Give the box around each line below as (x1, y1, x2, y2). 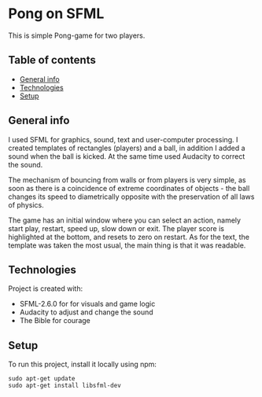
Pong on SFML (8, 5, 105, 23)
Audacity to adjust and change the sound (19, 307, 153, 317)
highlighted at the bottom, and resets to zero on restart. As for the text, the (8, 232, 250, 241)
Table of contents (8, 53, 96, 67)
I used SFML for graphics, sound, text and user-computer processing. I (8, 134, 238, 144)
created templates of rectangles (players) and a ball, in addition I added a (8, 143, 245, 153)
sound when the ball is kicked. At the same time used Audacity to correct (8, 151, 245, 161)
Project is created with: (8, 284, 83, 293)
